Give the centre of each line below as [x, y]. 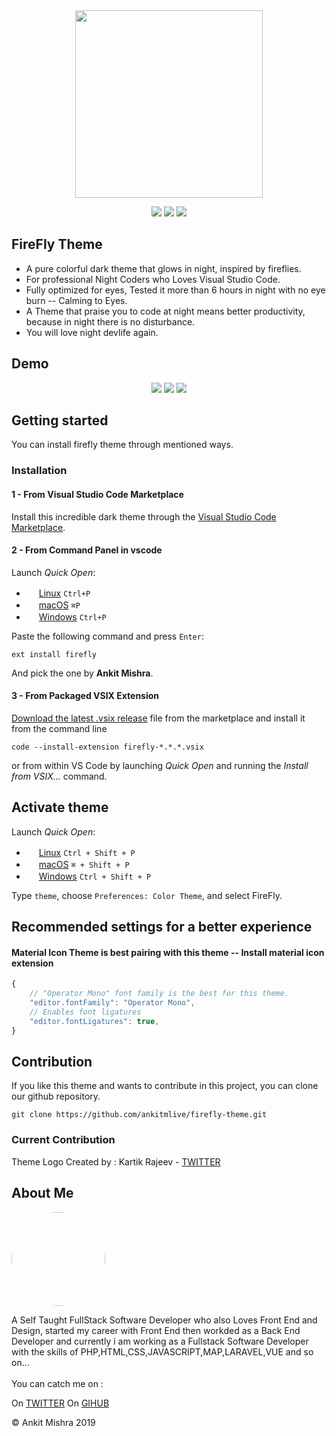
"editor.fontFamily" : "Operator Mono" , [112, 1003]
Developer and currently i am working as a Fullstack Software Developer [160, 1341]
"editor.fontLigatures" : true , [94, 1021]
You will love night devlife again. [92, 332]
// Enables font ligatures [85, 1012]
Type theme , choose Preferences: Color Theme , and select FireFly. [147, 895]
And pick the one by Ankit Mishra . [82, 673]
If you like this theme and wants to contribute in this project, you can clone [165, 1086]
